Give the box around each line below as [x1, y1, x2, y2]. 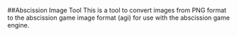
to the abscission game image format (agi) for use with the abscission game [7, 13, 230, 22]
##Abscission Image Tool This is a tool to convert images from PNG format [7, 6, 226, 14]
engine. [7, 21, 30, 29]
